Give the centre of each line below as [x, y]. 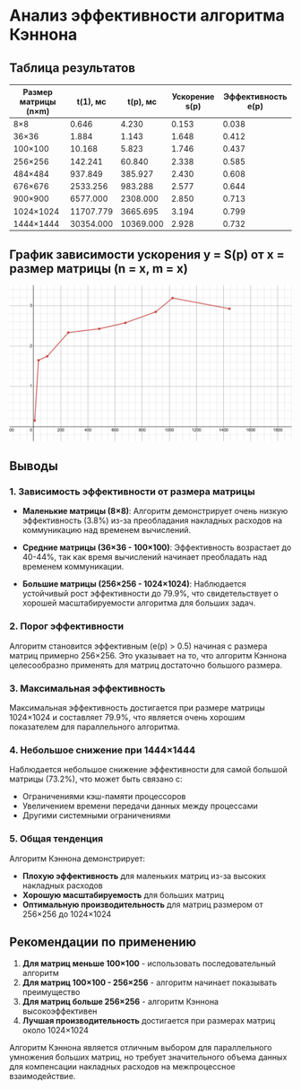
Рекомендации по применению [103, 942]
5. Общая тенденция [56, 839]
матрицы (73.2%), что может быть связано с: [96, 779]
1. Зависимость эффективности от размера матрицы [132, 492]
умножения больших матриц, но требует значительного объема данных [148, 1057]
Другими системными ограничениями [96, 815]
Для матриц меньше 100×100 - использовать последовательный [149, 964]
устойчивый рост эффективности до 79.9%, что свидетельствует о [150, 594]
